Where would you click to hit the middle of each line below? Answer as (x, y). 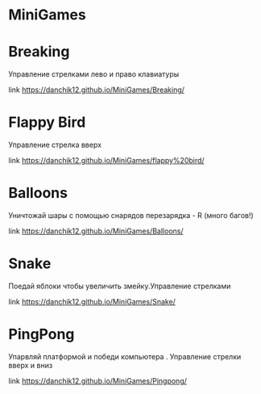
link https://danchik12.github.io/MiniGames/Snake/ (92, 301)
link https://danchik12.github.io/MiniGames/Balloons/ (96, 231)
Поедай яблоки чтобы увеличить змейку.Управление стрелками (120, 286)
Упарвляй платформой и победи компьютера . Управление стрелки (125, 356)
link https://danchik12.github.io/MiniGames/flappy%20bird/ (106, 161)
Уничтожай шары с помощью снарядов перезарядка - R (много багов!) (131, 215)
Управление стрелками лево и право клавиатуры (94, 74)
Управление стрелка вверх (55, 145)
